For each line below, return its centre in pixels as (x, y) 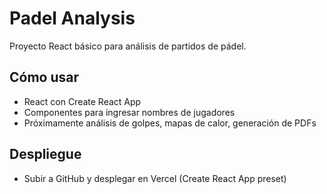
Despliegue (45, 154)
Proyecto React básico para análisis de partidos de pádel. (128, 46)
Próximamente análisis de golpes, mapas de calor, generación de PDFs (170, 123)
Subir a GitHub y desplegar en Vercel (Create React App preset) (155, 178)
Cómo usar (44, 77)
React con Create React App (82, 101)
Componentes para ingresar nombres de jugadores (129, 112)
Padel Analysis (72, 18)
